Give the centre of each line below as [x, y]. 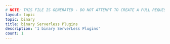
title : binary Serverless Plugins [42, 24]
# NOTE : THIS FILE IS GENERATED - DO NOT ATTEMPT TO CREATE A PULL [78, 10]
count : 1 [14, 33]
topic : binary [20, 19]
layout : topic [20, 15]
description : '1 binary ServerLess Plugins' [53, 29]
